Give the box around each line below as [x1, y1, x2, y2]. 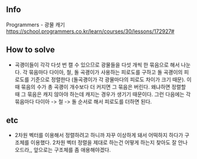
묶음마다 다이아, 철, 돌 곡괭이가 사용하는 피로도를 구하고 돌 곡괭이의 [28, 68, 183, 75]
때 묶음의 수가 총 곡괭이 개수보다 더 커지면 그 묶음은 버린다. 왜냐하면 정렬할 [14, 83, 186, 90]
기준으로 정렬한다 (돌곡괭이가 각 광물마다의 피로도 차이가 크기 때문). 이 [30, 76, 192, 83]
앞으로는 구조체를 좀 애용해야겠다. [33, 147, 111, 154]
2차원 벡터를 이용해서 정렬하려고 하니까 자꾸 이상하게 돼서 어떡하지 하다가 [14, 132, 183, 139]
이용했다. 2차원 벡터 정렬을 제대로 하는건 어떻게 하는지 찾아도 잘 [30, 139, 177, 146]
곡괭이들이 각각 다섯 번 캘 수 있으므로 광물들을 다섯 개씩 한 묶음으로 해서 [14, 61, 180, 68]
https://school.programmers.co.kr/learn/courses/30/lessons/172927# [6, 28, 175, 35]
